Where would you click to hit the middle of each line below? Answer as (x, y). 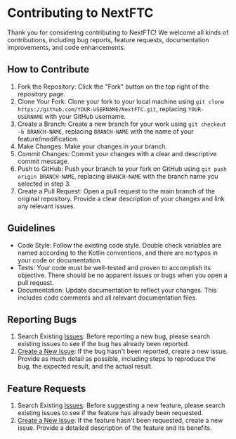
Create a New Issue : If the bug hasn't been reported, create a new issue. (123, 351)
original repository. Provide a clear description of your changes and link (121, 198)
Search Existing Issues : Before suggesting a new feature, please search (121, 405)
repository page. (41, 94)
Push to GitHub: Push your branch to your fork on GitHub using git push (122, 168)
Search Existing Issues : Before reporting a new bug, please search (114, 336)
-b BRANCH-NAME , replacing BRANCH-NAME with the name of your (106, 131)
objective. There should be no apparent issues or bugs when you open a (122, 275)
